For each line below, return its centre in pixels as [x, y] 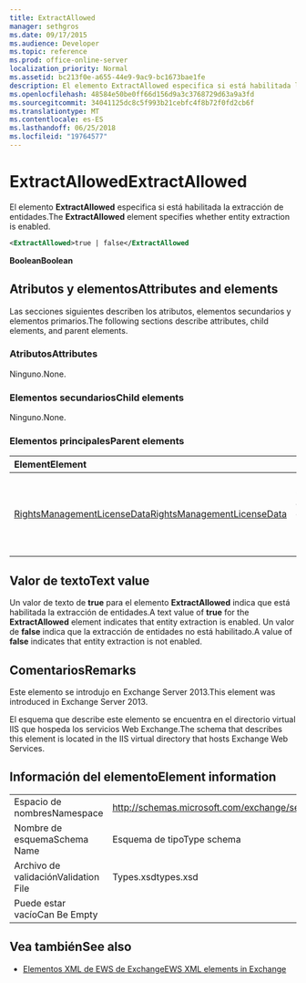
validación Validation [57, 876]
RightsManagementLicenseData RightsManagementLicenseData [150, 514]
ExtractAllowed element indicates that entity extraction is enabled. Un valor [152, 622]
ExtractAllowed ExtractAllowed [128, 182]
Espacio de [38, 802]
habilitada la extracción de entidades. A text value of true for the [129, 613]
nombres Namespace [59, 812]
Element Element [51, 464]
